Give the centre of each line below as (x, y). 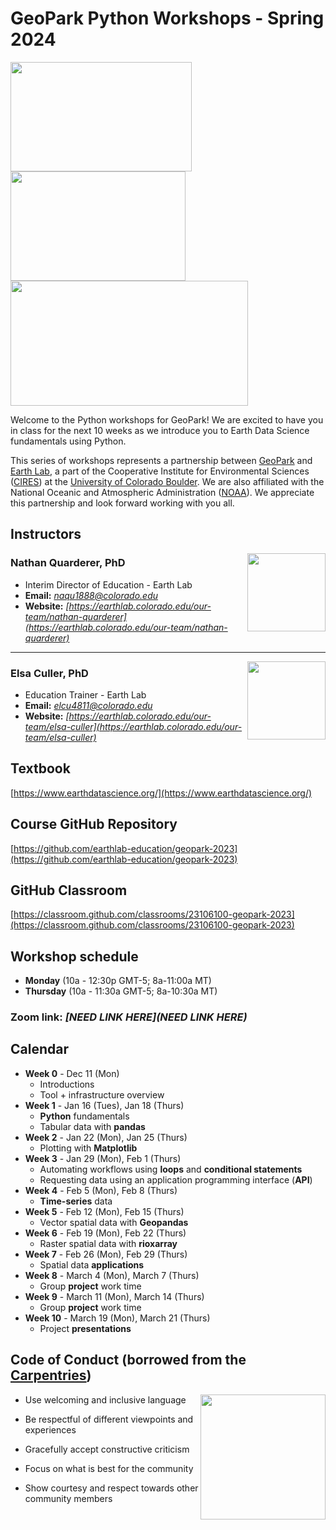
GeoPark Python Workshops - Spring (167, 18)
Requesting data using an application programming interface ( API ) (176, 1179)
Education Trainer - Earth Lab (85, 694)
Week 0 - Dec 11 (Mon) (72, 1073)
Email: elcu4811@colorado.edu (88, 705)
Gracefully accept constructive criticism (107, 1449)
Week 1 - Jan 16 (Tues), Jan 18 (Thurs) (104, 1105)
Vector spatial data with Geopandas (114, 1222)
